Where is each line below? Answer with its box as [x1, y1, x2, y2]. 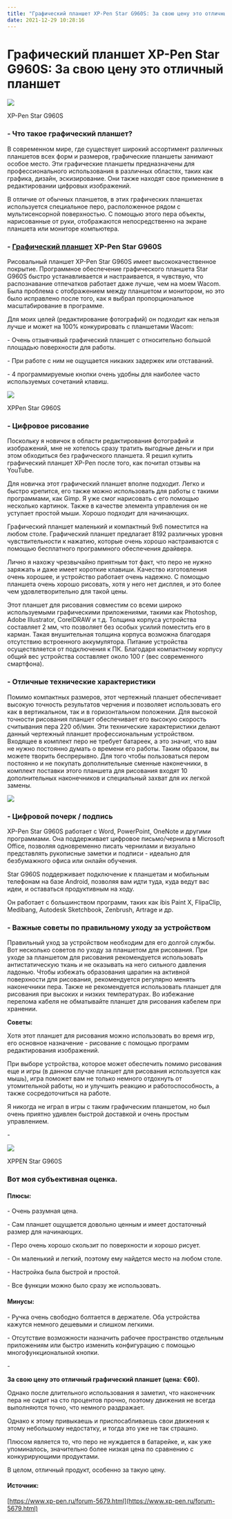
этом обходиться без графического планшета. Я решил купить [7, 452, 193, 460]
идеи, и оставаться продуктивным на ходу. [7, 885, 135, 893]
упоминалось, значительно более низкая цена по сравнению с [7, 1445, 194, 1453]
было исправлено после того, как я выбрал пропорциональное [7, 294, 195, 303]
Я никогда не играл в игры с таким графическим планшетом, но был [7, 1103, 211, 1111]
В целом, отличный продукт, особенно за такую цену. [7, 1466, 166, 1474]
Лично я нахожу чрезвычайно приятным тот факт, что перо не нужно [7, 558, 212, 567]
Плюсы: [7, 1191, 32, 1200]
